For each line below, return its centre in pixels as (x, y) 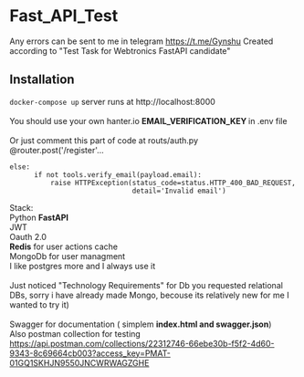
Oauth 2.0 (28, 236)
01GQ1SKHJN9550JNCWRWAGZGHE (79, 362)
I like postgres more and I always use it (83, 266)
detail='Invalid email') (179, 191)
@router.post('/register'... (57, 150)
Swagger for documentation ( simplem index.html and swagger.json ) (141, 324)
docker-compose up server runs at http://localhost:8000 (113, 101)
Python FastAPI (39, 217)
